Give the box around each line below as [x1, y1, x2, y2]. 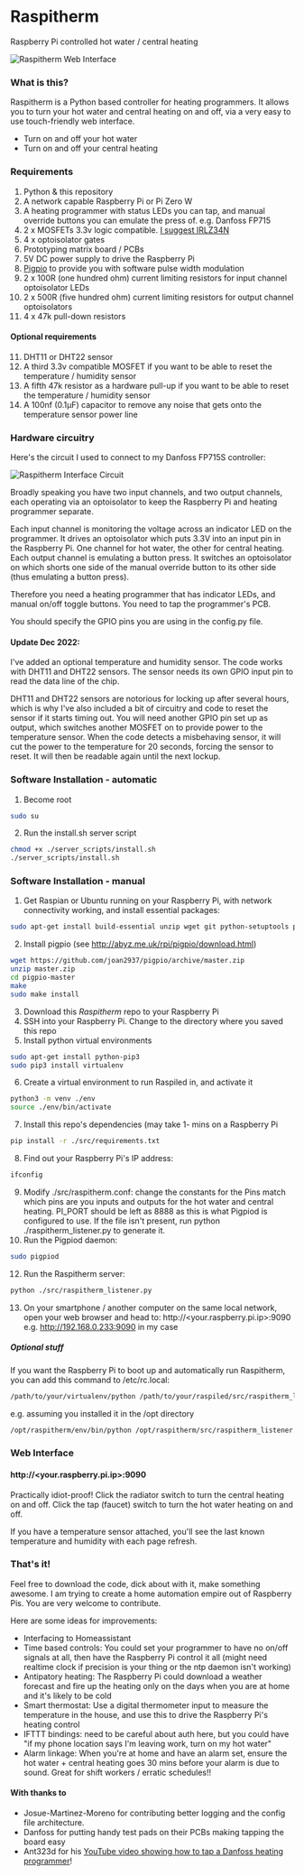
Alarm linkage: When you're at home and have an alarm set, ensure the [23, 1748, 288, 1759]
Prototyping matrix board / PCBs [23, 244, 144, 254]
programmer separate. [10, 506, 94, 517]
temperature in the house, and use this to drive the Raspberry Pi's [23, 1709, 269, 1720]
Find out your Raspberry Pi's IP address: [23, 1153, 174, 1164]
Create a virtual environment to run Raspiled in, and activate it [23, 1076, 253, 1088]
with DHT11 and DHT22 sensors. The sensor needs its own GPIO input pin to [10, 666, 294, 678]
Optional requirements [10, 331, 97, 342]
